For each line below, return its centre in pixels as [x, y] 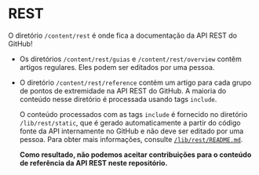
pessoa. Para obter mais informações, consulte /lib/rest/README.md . [131, 139]
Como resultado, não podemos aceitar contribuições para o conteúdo [135, 155]
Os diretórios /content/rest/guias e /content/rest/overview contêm [130, 59]
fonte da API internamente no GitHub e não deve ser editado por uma [131, 131]
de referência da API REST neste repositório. [93, 162]
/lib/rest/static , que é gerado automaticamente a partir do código [130, 122]
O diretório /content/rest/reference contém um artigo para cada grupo [135, 82]
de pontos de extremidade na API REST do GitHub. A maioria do [123, 90]
